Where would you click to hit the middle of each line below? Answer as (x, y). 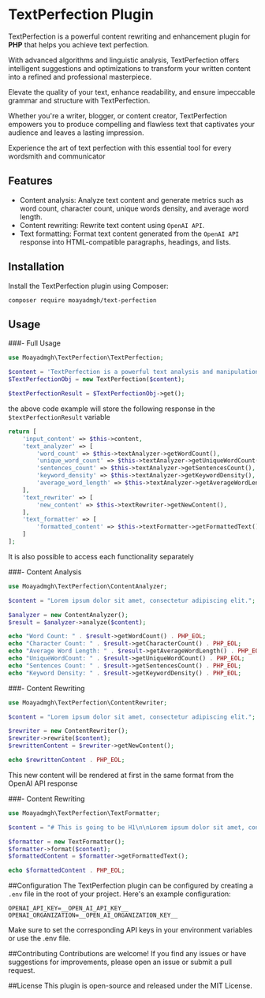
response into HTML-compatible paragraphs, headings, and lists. (125, 241)
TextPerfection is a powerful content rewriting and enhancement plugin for (129, 36)
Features (30, 181)
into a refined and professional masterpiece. (80, 77)
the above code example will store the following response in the (112, 409)
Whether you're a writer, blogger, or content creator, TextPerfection (118, 115)
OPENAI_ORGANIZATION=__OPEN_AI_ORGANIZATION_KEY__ (93, 916)
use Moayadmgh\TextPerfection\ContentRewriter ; (88, 703)
